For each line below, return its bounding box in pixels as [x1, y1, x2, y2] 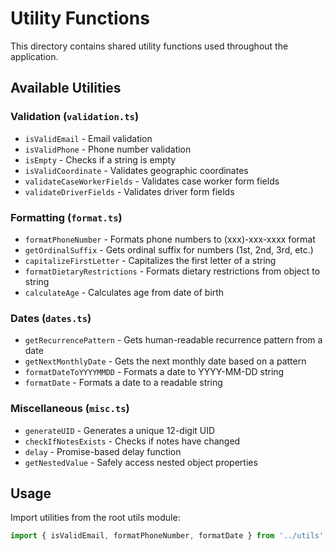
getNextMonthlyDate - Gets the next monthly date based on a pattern [24, 355, 307, 367]
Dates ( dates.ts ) [10, 311, 92, 325]
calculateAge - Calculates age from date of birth [24, 286, 225, 298]
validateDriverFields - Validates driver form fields [24, 185, 235, 197]
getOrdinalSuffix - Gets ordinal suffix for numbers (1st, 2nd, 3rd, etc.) [24, 243, 314, 256]
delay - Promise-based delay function [24, 445, 182, 457]
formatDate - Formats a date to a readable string [24, 377, 223, 389]
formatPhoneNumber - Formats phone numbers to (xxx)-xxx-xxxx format [24, 233, 316, 245]
